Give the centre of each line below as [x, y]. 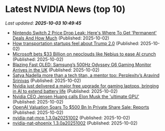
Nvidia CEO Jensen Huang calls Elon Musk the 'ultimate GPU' [76, 96]
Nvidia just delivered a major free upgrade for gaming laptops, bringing [85, 85]
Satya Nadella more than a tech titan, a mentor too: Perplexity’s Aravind [86, 75]
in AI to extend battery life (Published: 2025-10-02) [65, 91]
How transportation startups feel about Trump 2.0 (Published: [76, 43]
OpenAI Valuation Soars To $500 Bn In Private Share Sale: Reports [81, 107]
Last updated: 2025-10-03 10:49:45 [43, 23]
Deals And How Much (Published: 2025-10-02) [61, 38]
